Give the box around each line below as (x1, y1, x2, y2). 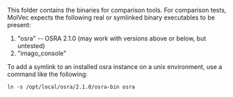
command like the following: (7, 70, 88, 78)
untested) (17, 42, 45, 50)
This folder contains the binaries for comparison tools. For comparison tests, (7, 6, 227, 14)
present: (7, 21, 31, 29)
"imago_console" (17, 49, 67, 57)
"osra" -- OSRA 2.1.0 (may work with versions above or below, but (17, 34, 207, 43)
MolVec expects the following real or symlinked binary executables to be (7, 13, 216, 22)
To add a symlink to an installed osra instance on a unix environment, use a (7, 63, 223, 70)
